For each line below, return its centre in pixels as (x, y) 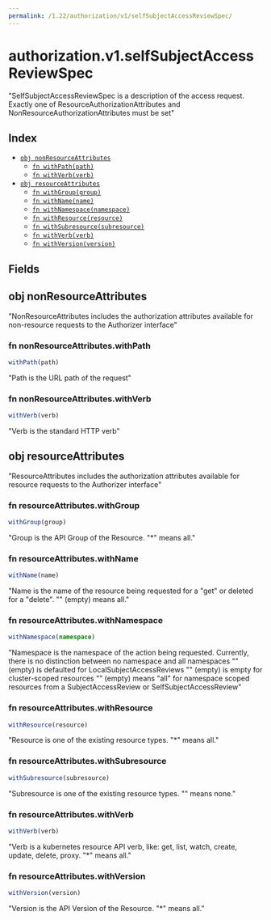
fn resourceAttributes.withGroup (74, 505)
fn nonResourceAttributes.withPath (79, 346)
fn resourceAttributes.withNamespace (86, 620)
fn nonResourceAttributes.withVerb (80, 399)
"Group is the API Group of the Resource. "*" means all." (102, 537)
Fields (24, 269)
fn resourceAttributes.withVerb (71, 814)
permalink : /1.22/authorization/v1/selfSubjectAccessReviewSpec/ (120, 16)
